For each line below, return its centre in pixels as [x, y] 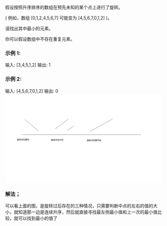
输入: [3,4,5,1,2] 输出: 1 [28, 65]
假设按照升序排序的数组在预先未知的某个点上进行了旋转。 [64, 7]
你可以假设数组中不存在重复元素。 [40, 39]
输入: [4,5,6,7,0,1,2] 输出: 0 [32, 91]
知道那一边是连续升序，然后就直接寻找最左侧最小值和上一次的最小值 [88, 212]
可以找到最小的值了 [38, 219]
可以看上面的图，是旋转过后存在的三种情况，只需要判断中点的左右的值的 [79, 206]
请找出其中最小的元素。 [29, 28]
